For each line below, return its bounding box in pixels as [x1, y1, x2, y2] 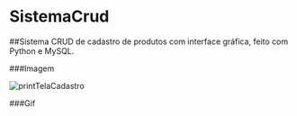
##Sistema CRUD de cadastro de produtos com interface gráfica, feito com [9, 36, 289, 47]
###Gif [9, 97, 36, 109]
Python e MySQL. [9, 45, 75, 56]
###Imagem [9, 63, 55, 74]
